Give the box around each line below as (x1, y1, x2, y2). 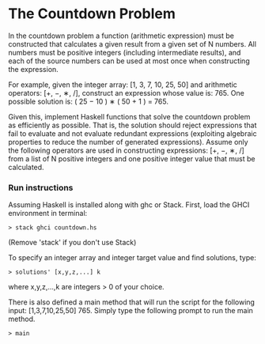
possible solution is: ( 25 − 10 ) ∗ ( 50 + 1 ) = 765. (8, 96, 168, 106)
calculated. (8, 162, 45, 172)
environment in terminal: (8, 209, 88, 218)
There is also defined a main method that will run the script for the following (8, 297, 256, 307)
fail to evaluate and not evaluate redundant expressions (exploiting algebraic (8, 128, 257, 138)
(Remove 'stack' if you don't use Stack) (8, 238, 137, 248)
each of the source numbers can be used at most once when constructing (8, 56, 251, 66)
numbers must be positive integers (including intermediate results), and (8, 47, 241, 57)
